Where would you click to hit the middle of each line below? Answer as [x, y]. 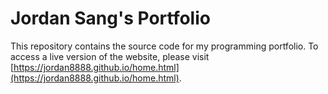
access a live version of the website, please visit [110, 56]
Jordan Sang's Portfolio [110, 18]
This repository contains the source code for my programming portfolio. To [164, 46]
